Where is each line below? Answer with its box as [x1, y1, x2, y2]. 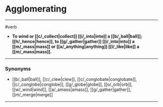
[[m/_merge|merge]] [12, 92, 53, 98]
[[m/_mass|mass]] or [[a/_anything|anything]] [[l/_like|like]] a [12, 44, 140, 49]
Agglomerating [5, 3, 67, 15]
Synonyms [5, 65, 31, 72]
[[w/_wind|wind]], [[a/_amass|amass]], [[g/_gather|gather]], [12, 87, 131, 92]
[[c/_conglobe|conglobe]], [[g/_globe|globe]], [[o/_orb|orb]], [12, 81, 133, 88]
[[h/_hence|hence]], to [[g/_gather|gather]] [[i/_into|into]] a [12, 38, 135, 44]
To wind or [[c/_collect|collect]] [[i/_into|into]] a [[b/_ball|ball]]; [12, 33, 142, 39]
